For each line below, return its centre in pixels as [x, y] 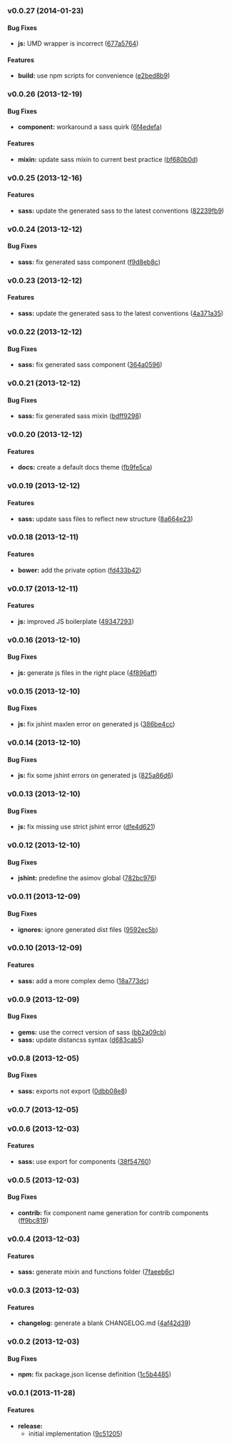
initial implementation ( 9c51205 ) [75, 1434]
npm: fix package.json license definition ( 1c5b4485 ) [94, 1374]
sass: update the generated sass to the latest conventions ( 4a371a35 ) [120, 313]
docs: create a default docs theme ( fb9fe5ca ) [85, 467]
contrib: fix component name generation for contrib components [113, 1213]
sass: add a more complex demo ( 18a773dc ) [83, 980]
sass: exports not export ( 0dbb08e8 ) [72, 1091]
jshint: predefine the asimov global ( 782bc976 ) [87, 878]
